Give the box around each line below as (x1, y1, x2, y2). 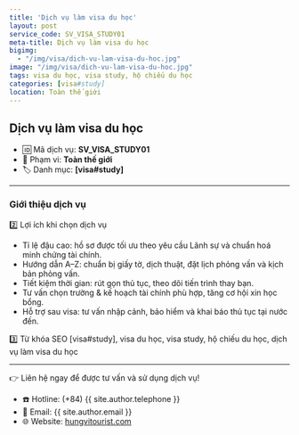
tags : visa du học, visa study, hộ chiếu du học (9, 71, 193, 80)
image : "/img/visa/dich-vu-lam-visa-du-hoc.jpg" (9, 63, 193, 72)
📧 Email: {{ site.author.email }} (21, 406, 133, 417)
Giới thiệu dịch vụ (9, 198, 86, 210)
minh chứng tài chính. (21, 249, 102, 259)
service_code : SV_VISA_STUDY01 (9, 29, 125, 38)
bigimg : (9, 46, 38, 55)
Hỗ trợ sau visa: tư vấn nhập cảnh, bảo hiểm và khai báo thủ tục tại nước (21, 306, 288, 316)
